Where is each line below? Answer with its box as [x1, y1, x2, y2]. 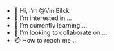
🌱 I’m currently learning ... [13, 21, 88, 29]
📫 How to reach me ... [13, 37, 78, 44]
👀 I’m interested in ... [13, 14, 73, 22]
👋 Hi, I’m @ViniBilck [13, 7, 70, 14]
